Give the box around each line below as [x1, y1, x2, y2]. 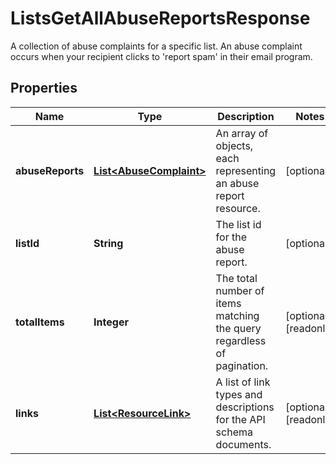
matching [215, 308, 260, 322]
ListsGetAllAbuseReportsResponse [10, 7, 311, 30]
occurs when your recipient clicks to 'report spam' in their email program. [10, 50, 313, 62]
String [93, 236, 124, 250]
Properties [10, 80, 78, 97]
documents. [215, 437, 272, 451]
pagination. [215, 358, 269, 372]
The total [215, 271, 258, 285]
